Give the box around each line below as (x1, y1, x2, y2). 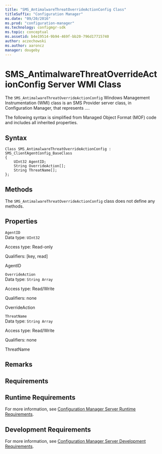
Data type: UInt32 (5, 234, 40, 240)
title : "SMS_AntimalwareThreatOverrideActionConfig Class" (5, 7, 127, 12)
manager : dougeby (5, 48, 40, 52)
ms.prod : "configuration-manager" (5, 20, 75, 26)
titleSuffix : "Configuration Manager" (5, 12, 83, 16)
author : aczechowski (5, 39, 47, 44)
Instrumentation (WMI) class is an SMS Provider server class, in (5, 100, 132, 106)
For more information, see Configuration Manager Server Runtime (5, 406, 136, 412)
